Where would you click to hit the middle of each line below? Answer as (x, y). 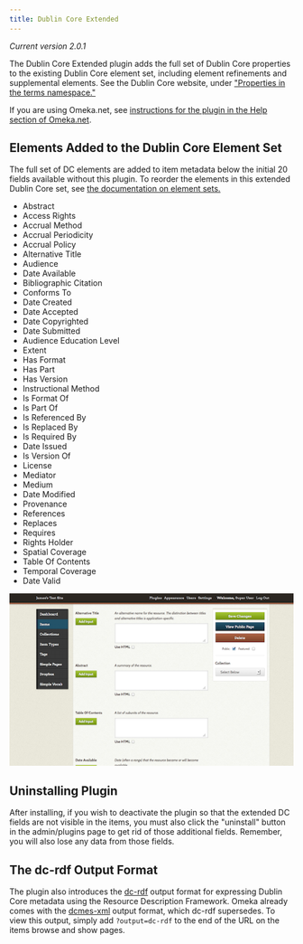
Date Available (49, 274)
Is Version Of (46, 456)
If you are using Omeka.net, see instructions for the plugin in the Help (138, 109)
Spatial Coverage (55, 552)
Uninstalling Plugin (64, 791)
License (37, 466)
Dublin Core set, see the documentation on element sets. (115, 189)
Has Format (44, 360)
